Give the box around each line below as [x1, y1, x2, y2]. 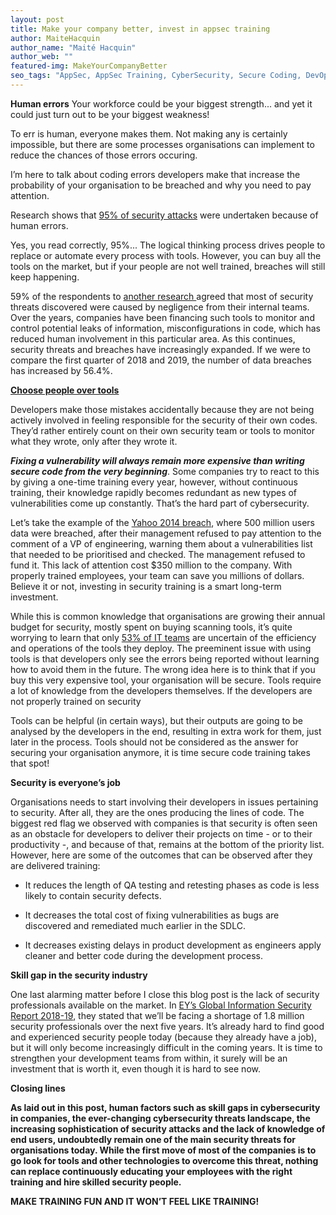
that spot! [10, 757, 50, 769]
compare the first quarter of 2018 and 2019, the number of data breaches [10, 354, 312, 366]
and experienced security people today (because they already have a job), [10, 1031, 317, 1043]
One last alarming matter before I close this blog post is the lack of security [10, 988, 320, 1000]
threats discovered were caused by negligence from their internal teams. [10, 301, 310, 313]
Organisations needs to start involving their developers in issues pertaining [10, 796, 319, 808]
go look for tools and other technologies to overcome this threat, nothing [10, 1154, 319, 1166]
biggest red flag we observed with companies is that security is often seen [10, 817, 318, 829]
